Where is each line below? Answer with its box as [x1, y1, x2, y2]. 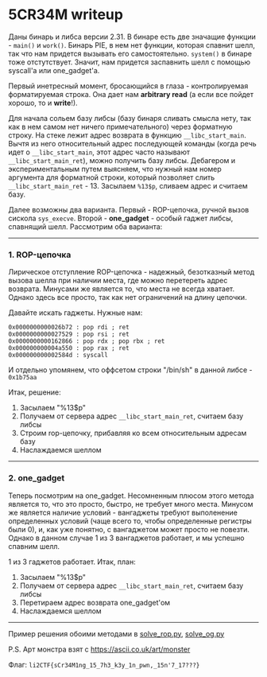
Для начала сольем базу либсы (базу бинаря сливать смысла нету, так [8, 113, 252, 123]
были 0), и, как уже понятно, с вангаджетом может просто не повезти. [8, 524, 250, 534]
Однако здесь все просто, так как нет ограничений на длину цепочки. [8, 293, 248, 302]
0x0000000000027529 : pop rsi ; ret [8, 330, 130, 339]
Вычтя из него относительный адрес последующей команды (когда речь [8, 138, 257, 148]
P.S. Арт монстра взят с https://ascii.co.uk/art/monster [8, 644, 191, 654]
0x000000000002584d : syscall [8, 352, 109, 360]
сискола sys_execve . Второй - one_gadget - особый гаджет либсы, [8, 213, 234, 223]
